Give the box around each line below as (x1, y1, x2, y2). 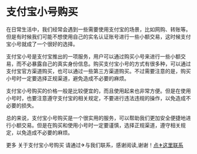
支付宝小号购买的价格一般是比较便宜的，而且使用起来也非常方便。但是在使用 (6, 87, 191, 94)
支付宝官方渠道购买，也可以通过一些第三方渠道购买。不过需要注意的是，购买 (6, 67, 191, 74)
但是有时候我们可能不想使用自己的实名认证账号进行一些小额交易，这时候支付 (6, 33, 191, 40)
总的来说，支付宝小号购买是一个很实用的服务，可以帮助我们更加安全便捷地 (6, 114, 186, 121)
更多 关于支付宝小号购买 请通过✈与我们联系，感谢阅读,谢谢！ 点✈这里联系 (6, 141, 184, 148)
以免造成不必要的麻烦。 (16, 129, 73, 136)
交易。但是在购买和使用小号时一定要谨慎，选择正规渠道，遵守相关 (21, 121, 181, 129)
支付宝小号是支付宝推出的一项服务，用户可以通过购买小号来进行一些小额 (6, 53, 181, 60)
